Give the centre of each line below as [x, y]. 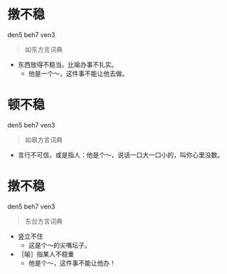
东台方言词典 [43, 221]
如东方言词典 [43, 49]
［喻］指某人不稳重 [46, 254]
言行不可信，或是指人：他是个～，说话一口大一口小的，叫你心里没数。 [121, 154]
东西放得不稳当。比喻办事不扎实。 [68, 64]
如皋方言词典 [43, 139]
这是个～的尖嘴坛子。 [59, 245]
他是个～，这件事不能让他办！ [72, 263]
